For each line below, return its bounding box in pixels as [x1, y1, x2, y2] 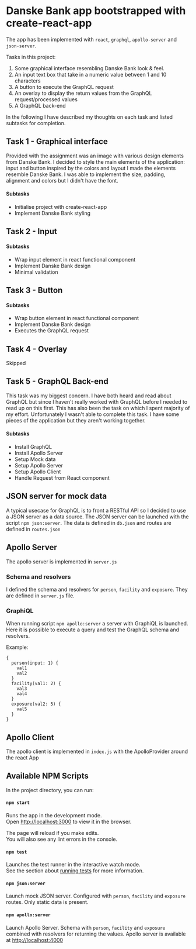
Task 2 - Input [6, 226, 57, 236]
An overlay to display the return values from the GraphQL [14, 90, 152, 97]
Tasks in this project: [6, 53, 56, 60]
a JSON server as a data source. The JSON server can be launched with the [6, 513, 189, 520]
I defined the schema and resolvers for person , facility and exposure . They [6, 586, 188, 593]
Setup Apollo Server [14, 462, 63, 469]
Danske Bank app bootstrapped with [6, 4, 186, 18]
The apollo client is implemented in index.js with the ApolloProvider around [6, 748, 188, 755]
